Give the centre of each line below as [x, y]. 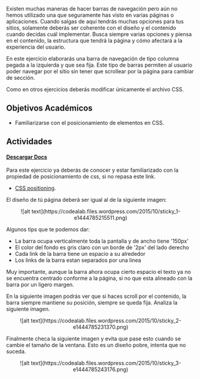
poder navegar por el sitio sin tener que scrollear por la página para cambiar [100, 71]
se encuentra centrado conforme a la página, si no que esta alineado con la [99, 278]
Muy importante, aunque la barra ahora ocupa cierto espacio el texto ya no [99, 272]
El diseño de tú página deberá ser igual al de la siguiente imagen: [87, 200]
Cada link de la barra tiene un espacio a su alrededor [80, 254]
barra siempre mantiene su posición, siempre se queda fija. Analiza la [92, 303]
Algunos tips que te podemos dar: [48, 229]
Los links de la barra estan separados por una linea [78, 260]
